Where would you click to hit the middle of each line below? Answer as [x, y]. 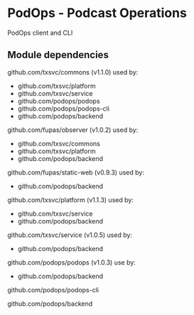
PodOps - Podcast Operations [97, 13]
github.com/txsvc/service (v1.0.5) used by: [70, 235]
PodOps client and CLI [40, 33]
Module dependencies [58, 55]
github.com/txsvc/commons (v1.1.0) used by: [73, 72]
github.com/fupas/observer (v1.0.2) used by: [73, 130]
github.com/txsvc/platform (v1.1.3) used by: [70, 199]
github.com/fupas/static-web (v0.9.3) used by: [76, 172]
